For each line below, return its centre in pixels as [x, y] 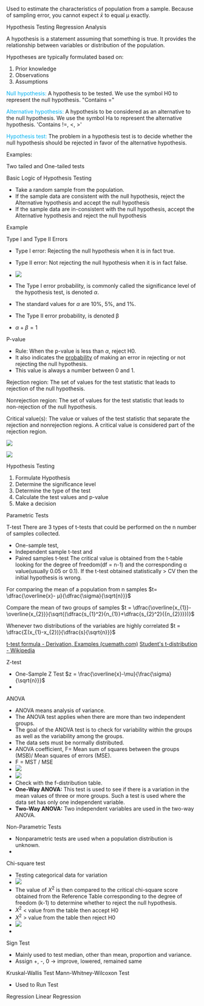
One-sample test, [37, 545]
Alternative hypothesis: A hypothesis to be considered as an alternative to [99, 111]
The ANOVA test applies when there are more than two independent [100, 717]
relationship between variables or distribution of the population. [86, 45]
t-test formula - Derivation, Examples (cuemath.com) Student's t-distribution [102, 644]
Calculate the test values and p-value [62, 497]
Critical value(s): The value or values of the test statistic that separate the [98, 419]
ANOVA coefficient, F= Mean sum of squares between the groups [97, 749]
